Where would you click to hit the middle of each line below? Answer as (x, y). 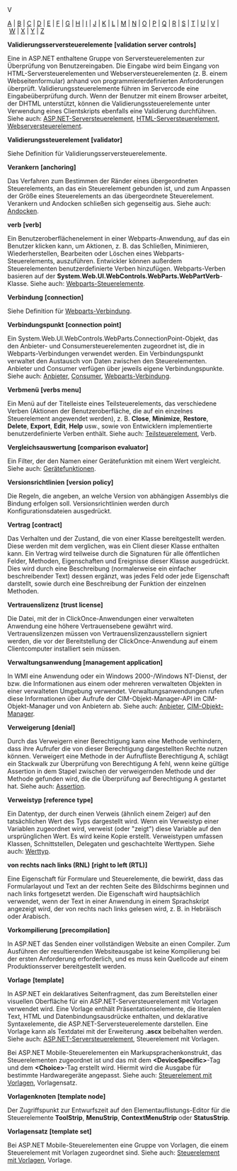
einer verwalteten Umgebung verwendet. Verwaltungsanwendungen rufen (116, 691)
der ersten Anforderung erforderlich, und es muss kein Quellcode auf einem (118, 959)
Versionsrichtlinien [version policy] (60, 482)
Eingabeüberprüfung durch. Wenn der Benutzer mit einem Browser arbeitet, (118, 96)
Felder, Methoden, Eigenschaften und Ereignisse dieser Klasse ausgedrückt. (118, 561)
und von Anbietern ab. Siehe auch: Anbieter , (121, 706)
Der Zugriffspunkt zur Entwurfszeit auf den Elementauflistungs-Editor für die (119, 1110)
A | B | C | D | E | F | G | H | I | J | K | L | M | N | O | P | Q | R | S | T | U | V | (113, 23)
